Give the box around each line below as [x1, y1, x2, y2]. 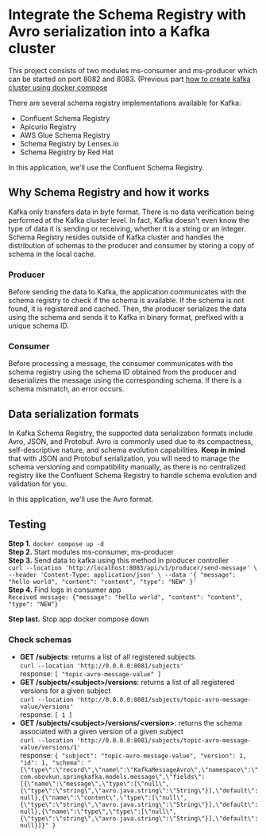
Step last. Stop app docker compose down [8, 614, 149, 624]
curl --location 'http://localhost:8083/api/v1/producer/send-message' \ [8, 563, 258, 572]
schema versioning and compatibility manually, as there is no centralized [8, 462, 246, 472]
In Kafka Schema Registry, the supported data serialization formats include [8, 428, 253, 438]
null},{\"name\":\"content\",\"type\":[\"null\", [19, 794, 188, 802]
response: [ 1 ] [19, 710, 73, 719]
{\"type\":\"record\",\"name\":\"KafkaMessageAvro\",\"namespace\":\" [19, 766, 259, 774]
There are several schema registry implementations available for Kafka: [8, 98, 241, 107]
